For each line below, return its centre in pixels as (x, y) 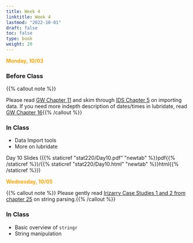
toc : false (19, 33)
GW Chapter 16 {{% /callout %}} (44, 112)
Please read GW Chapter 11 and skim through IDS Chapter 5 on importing (94, 100)
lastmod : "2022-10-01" (34, 22)
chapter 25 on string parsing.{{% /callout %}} (61, 199)
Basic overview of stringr (46, 227)
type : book (19, 39)
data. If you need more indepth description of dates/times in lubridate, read (96, 107)
